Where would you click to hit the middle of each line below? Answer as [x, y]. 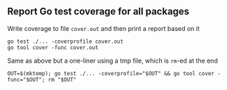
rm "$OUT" [62, 79]
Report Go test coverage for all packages [98, 12]
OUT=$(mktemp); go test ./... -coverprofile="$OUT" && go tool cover [111, 73]
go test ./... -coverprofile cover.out [66, 41]
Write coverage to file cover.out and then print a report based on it [103, 28]
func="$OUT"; [26, 79]
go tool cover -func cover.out [53, 47]
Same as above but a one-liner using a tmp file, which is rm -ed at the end [113, 60]
